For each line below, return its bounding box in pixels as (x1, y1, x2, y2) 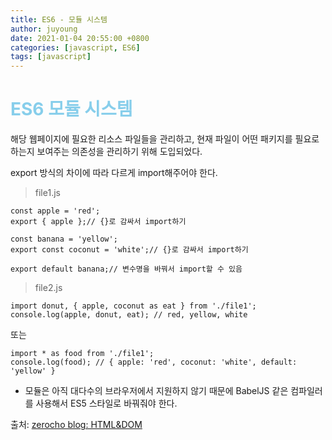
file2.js (34, 282, 63, 294)
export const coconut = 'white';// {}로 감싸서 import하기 (10, 245, 249, 255)
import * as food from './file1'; (10, 349, 155, 359)
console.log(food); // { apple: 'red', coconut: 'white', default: (10, 357, 298, 368)
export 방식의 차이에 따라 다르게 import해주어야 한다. (10, 167, 218, 179)
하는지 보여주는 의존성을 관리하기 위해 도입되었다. (10, 146, 203, 158)
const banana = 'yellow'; (10, 234, 118, 245)
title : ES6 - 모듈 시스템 (10, 14, 108, 25)
